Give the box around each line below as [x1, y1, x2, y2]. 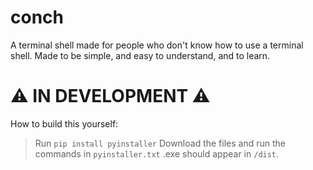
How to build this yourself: [10, 117, 119, 130]
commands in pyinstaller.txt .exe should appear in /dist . [34, 147, 280, 160]
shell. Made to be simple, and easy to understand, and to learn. [10, 49, 271, 61]
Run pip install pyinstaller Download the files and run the [34, 137, 286, 149]
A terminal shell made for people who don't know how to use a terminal [10, 39, 304, 51]
